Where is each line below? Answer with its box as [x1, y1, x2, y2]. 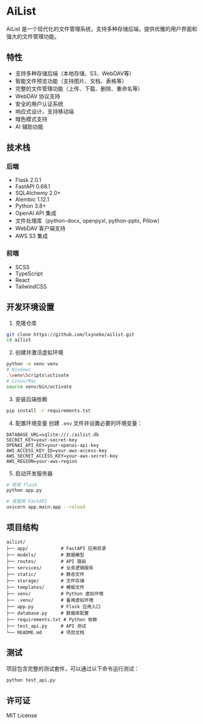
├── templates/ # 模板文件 [6, 584, 85, 590]
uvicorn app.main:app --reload [6, 504, 86, 510]
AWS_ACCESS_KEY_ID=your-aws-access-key [6, 448, 108, 454]
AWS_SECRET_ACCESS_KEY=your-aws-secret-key [6, 452, 119, 459]
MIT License [6, 712, 38, 719]
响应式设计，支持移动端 [15, 108, 74, 115]
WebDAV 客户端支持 [15, 225, 66, 232]
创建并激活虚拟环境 [15, 349, 64, 356]
